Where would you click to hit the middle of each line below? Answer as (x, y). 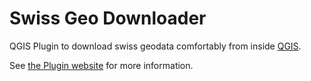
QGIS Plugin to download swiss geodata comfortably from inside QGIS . (155, 46)
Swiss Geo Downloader (108, 18)
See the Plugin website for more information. (101, 65)
